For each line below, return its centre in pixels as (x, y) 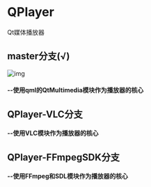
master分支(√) (39, 56)
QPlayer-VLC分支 (45, 114)
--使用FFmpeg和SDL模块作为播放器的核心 (68, 176)
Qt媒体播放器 (26, 32)
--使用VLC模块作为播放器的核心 (53, 133)
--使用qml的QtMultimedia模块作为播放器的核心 (75, 90)
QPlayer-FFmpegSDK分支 (64, 157)
